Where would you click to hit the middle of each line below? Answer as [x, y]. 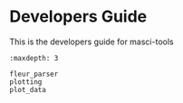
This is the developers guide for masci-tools [91, 42]
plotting [26, 82]
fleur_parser [34, 74]
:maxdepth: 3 [34, 58]
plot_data [28, 89]
